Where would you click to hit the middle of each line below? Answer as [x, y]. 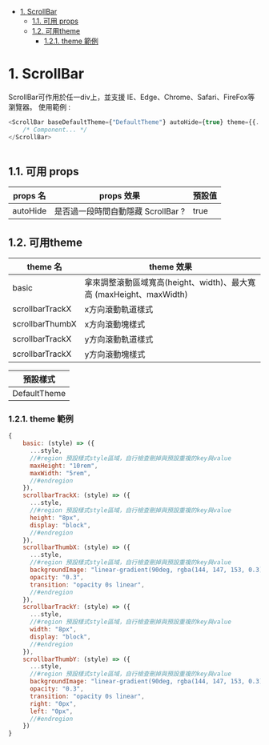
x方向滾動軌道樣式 [119, 310]
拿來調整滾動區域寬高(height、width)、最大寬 [170, 282]
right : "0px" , [53, 703]
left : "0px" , [51, 711]
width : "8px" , [53, 630]
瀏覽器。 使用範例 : [39, 106]
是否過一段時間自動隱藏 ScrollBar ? [120, 211]
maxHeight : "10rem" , [64, 466]
